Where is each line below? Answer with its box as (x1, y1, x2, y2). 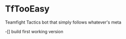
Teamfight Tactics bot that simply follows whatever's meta (5, 19, 122, 25)
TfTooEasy (5, 3, 50, 14)
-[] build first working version (5, 28, 63, 34)
